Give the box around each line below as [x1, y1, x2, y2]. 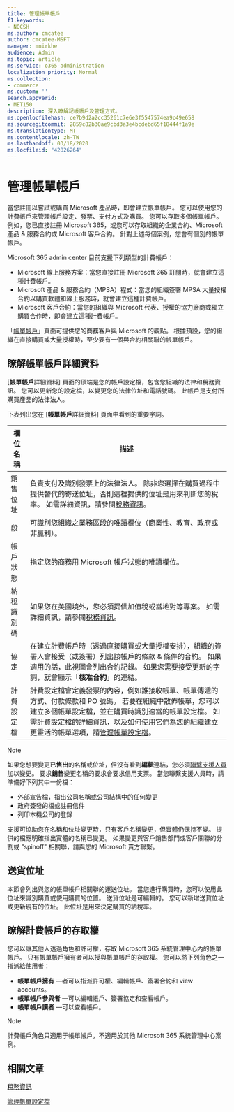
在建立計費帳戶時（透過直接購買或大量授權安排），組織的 [30, 641, 215, 651]
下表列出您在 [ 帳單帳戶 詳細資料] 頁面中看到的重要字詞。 [7, 410, 169, 418]
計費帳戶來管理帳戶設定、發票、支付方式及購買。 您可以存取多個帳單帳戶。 [7, 212, 223, 220]
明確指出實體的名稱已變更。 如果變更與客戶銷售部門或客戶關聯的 [31, 833, 217, 842]
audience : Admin [7, 50, 54, 57]
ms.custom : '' [7, 88, 49, 95]
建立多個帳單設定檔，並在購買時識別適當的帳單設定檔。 [30, 707, 212, 716]
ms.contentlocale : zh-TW [7, 133, 79, 140]
